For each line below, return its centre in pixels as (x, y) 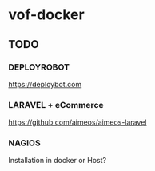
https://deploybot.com (45, 84)
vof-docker (47, 15)
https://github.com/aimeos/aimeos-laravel (77, 122)
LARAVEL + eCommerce (56, 105)
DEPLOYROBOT (39, 67)
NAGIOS (25, 143)
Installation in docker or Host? (57, 161)
